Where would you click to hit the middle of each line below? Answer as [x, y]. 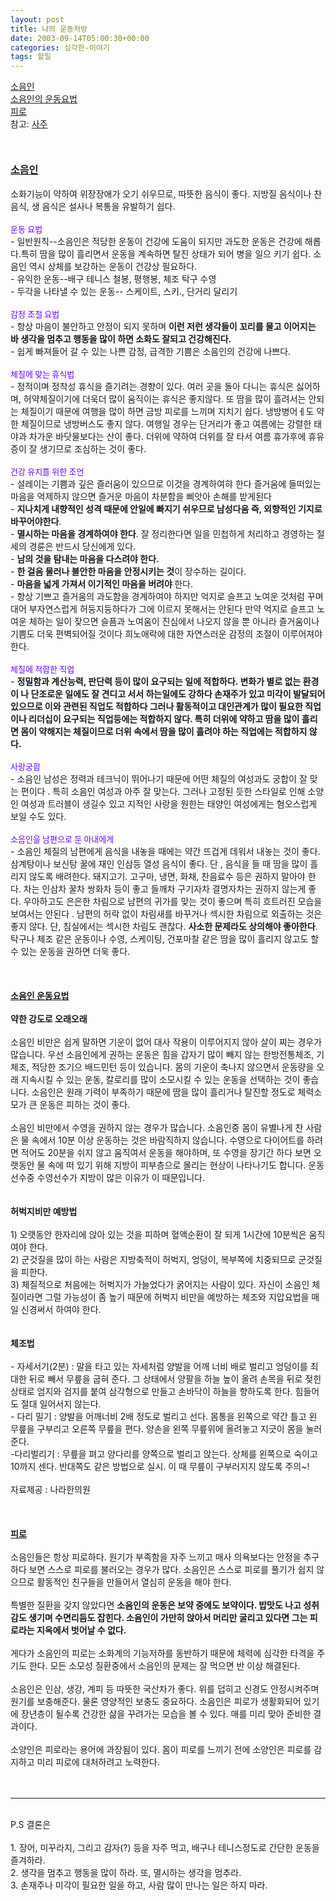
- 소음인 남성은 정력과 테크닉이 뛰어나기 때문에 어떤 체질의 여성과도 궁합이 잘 [159, 779]
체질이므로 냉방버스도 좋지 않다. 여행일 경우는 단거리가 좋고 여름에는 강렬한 [166, 424]
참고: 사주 [29, 124]
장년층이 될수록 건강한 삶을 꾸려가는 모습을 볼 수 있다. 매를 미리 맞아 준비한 [166, 1714]
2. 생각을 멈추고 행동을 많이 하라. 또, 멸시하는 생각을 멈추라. [126, 1873]
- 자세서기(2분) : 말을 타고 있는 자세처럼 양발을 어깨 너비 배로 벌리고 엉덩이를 [159, 1367]
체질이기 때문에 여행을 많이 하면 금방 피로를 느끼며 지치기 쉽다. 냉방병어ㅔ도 [167, 412]
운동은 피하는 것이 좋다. [85, 1105]
